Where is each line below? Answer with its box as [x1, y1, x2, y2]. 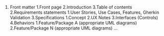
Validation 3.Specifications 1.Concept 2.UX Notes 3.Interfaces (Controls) [9, 15, 158, 20]
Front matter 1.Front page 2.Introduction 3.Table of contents [9, 4, 133, 10]
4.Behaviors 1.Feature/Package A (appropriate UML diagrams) [9, 20, 137, 26]
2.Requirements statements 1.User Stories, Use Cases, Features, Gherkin [9, 9, 160, 15]
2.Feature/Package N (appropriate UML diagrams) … [9, 25, 118, 31]
